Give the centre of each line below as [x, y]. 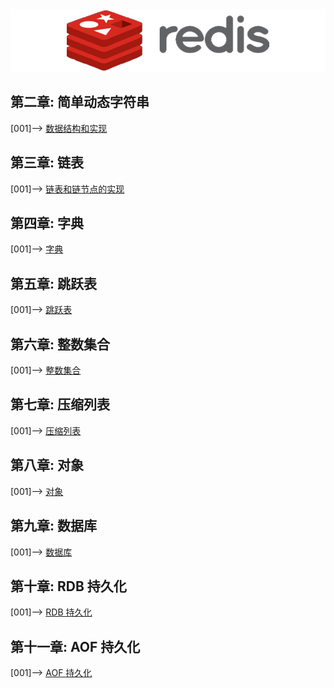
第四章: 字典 [47, 223]
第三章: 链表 [47, 163]
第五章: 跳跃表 [53, 283]
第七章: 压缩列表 [60, 404]
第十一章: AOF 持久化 [75, 646]
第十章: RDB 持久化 [68, 586]
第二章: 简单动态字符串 [80, 102]
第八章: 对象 [47, 465]
